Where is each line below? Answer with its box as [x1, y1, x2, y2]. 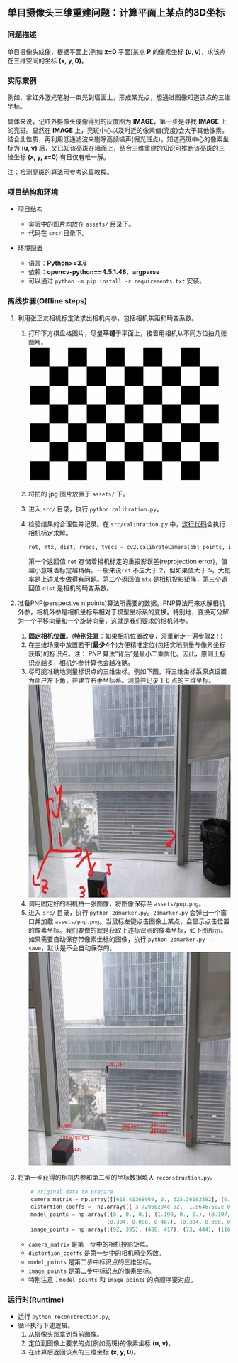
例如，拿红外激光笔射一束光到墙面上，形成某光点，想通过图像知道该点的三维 [7, 93, 231, 102]
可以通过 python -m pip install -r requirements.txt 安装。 [28, 276, 205, 286]
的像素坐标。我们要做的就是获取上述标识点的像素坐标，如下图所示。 [28, 926, 227, 935]
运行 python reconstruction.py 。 [17, 1313, 115, 1320]
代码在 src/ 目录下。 [28, 229, 89, 237]
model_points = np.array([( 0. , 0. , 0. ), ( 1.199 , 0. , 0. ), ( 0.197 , [30, 1211, 231, 1218]
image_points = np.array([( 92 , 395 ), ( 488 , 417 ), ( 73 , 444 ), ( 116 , [30, 1226, 234, 1233]
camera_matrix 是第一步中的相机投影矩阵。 [28, 1239, 152, 1248]
